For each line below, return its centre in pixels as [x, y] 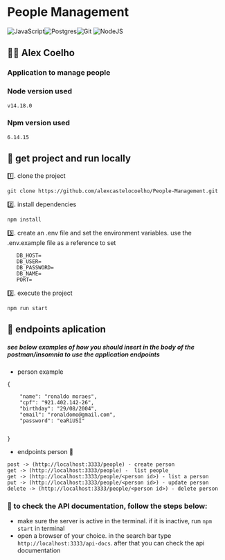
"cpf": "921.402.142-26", [57, 403]
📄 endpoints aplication [56, 329]
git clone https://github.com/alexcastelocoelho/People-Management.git [112, 191]
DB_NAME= [29, 273]
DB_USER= [29, 261]
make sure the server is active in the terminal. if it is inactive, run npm [115, 521]
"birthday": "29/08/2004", [58, 409]
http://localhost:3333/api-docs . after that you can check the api [111, 543]
